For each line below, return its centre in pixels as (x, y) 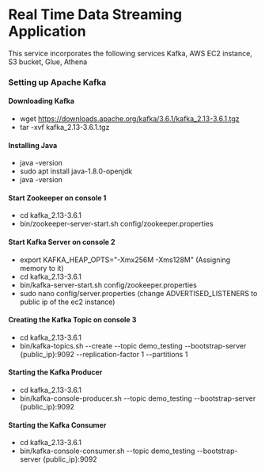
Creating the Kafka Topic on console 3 (72, 320)
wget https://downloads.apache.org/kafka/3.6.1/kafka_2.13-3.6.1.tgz (129, 119)
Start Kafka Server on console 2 (62, 242)
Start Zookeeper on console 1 (57, 198)
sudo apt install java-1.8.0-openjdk (76, 171)
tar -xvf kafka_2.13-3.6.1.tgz (64, 128)
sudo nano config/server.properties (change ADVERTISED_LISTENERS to (138, 293)
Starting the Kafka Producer (55, 372)
